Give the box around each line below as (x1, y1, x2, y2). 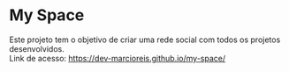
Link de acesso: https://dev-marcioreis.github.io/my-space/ (9, 53, 226, 63)
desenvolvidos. (9, 43, 65, 54)
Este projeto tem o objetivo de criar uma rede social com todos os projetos (9, 34, 281, 45)
